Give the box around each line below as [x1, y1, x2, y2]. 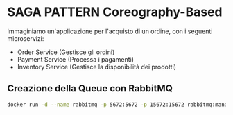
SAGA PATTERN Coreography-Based [7, 4, 223, 20]
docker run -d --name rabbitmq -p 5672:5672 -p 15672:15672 [7, 101, 185, 108]
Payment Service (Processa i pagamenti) [17, 55, 134, 63]
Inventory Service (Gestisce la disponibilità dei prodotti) [17, 62, 177, 71]
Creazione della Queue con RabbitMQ [7, 82, 173, 94]
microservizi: [7, 34, 44, 42]
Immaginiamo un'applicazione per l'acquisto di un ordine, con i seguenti [7, 27, 213, 35]
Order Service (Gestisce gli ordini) [17, 48, 115, 56]
